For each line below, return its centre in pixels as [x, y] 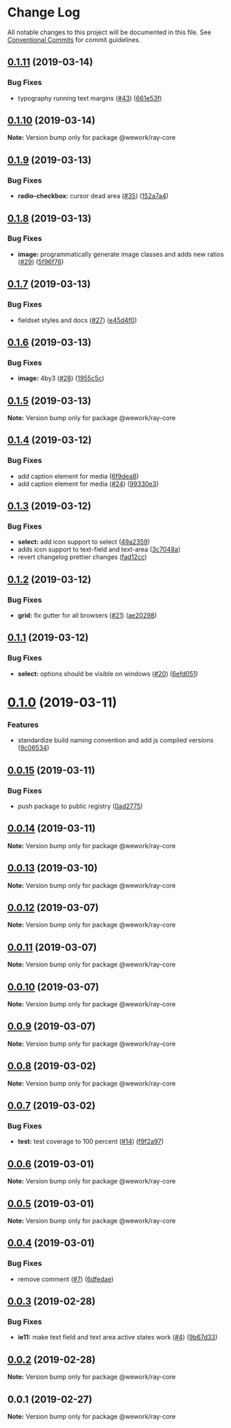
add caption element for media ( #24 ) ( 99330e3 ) [88, 484]
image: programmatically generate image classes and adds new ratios [121, 254]
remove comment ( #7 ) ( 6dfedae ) [65, 1279]
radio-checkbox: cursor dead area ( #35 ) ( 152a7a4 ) [93, 196]
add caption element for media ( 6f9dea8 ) [78, 476]
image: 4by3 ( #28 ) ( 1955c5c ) [61, 378]
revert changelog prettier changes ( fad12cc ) [82, 557]
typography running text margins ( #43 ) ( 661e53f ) [90, 98]
